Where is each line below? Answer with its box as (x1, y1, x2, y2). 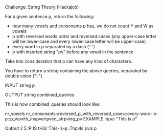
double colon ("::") (5, 73, 43, 78)
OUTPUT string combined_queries (5, 92, 74, 97)
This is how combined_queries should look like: (5, 101, 100, 107)
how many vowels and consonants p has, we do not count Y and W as (12, 23, 154, 29)
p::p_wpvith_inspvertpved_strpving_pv (5, 116, 82, 121)
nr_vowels (5, 111, 25, 117)
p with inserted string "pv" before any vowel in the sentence (12, 49, 134, 55)
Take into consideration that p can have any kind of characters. (5, 58, 132, 64)
